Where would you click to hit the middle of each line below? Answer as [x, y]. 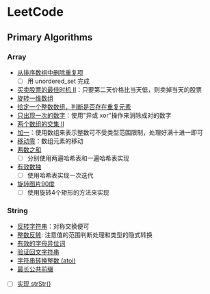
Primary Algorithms [50, 37]
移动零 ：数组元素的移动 [50, 140]
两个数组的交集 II [41, 123]
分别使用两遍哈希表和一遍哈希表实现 [78, 158]
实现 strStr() [34, 284]
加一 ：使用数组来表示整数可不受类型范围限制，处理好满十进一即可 [110, 132]
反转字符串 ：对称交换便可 [53, 226]
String [18, 211]
